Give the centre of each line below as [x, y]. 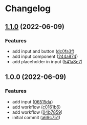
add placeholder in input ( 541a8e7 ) [47, 61]
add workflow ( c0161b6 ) [36, 107]
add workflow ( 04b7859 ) [37, 112]
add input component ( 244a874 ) [45, 56]
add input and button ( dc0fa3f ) [43, 51]
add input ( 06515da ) [33, 101]
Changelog [28, 9]
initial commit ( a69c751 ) [36, 117]
